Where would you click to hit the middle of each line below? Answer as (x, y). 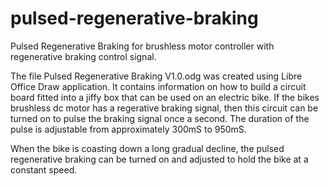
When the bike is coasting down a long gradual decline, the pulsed (147, 148)
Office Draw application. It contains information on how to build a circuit (158, 86)
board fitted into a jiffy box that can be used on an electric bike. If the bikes (165, 97)
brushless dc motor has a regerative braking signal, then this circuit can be (164, 108)
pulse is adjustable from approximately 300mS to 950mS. (128, 129)
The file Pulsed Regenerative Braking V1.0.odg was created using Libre (156, 76)
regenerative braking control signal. (83, 56)
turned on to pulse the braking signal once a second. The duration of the (160, 118)
